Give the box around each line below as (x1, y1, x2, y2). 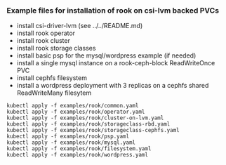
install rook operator (16, 29, 75, 37)
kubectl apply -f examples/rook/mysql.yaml (6, 139, 136, 146)
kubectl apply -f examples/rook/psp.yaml (6, 133, 130, 140)
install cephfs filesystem (16, 74, 87, 82)
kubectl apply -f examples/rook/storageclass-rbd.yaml (6, 121, 171, 128)
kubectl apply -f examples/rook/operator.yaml (6, 108, 145, 116)
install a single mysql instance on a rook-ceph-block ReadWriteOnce (16, 59, 215, 67)
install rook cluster (16, 37, 71, 45)
